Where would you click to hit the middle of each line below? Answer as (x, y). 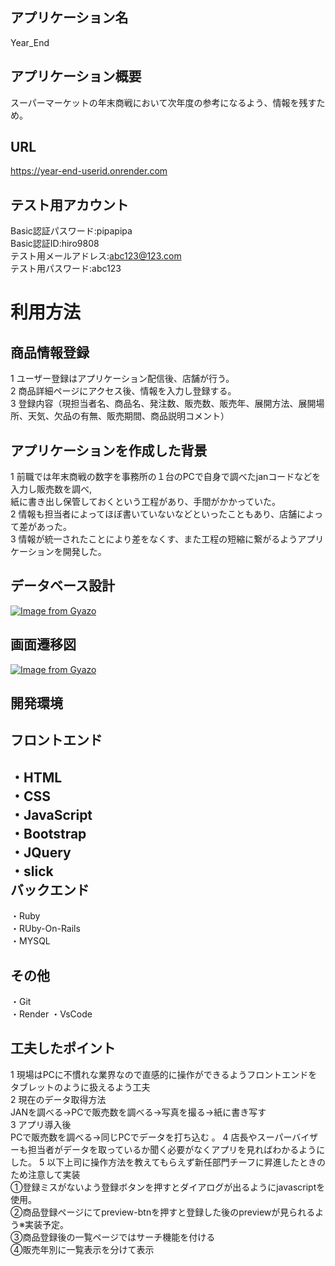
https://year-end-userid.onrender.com (89, 171)
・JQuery (41, 852)
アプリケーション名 (69, 18)
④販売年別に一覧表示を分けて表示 (82, 1249)
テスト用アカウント (69, 204)
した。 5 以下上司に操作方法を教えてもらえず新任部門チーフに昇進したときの (168, 1162)
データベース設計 (62, 586)
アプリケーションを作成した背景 (109, 450)
